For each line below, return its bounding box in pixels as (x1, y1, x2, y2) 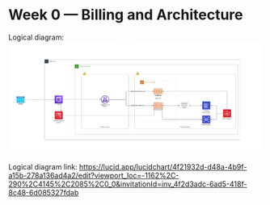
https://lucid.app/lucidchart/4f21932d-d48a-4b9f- (79, 161, 247, 171)
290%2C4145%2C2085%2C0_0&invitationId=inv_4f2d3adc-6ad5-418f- (8, 179, 247, 189)
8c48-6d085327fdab (8, 187, 79, 197)
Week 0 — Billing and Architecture (8, 6, 243, 24)
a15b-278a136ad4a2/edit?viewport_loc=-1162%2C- (8, 170, 179, 180)
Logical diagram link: (8, 161, 78, 171)
